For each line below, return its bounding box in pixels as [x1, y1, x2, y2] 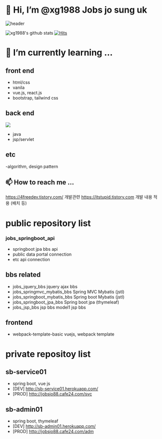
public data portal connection [12, 251, 72, 257]
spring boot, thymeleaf [12, 418, 58, 424]
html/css [12, 79, 31, 85]
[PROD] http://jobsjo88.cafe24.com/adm [12, 429, 94, 435]
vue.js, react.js [12, 90, 42, 96]
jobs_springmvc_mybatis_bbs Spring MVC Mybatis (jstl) [12, 289, 125, 295]
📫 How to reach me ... [5, 178, 74, 186]
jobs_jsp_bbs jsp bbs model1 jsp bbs [12, 304, 86, 310]
